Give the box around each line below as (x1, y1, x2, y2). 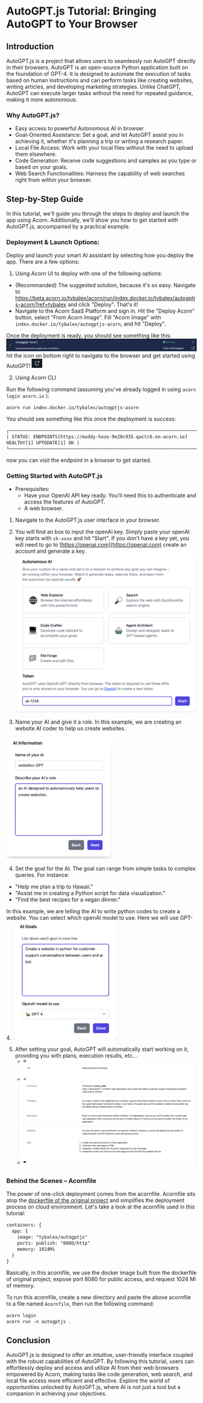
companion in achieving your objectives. (6, 1390, 107, 1397)
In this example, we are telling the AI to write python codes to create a (6, 907, 180, 915)
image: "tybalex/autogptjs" (17, 1235, 88, 1241)
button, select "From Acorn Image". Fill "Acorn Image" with (14, 314, 161, 321)
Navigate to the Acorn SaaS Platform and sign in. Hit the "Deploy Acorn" (14, 307, 195, 315)
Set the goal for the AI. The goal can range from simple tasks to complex (14, 865, 196, 872)
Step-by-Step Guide (6, 194, 83, 204)
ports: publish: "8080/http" (17, 1241, 91, 1247)
